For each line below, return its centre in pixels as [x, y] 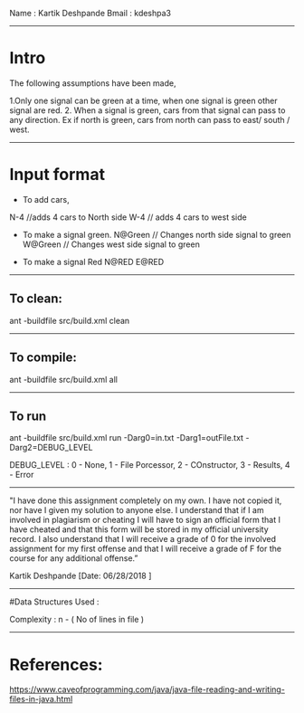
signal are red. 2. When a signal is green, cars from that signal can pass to [147, 110]
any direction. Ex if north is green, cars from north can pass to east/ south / [150, 119]
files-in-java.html [41, 699]
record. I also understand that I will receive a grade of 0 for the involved [143, 539]
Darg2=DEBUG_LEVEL [51, 448]
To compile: [43, 358]
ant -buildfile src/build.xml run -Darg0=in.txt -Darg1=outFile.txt [127, 438]
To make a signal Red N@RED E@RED [93, 261]
